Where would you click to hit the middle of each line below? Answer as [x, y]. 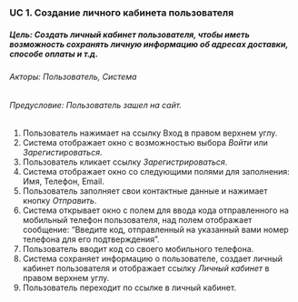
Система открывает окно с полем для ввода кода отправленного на [155, 210]
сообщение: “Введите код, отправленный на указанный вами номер [155, 230]
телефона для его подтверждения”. [91, 239]
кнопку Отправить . [60, 201]
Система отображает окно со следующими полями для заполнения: [156, 172]
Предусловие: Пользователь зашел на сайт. [95, 105]
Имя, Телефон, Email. [63, 181]
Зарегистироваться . [62, 153]
